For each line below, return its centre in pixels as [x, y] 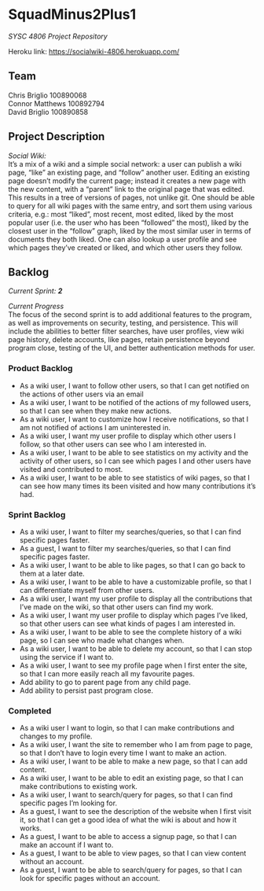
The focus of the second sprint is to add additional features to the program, [130, 315]
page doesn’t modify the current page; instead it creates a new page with [127, 180]
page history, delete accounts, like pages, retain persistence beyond [119, 340]
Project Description [57, 136]
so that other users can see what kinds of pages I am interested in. [127, 624]
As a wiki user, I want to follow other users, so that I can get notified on [134, 385]
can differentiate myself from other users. [87, 590]
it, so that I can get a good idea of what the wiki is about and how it [128, 820]
